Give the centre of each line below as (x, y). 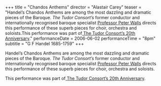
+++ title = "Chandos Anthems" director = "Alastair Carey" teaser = (73, 7)
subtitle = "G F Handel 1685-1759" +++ (45, 43)
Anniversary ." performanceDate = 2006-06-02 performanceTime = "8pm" (80, 38)
